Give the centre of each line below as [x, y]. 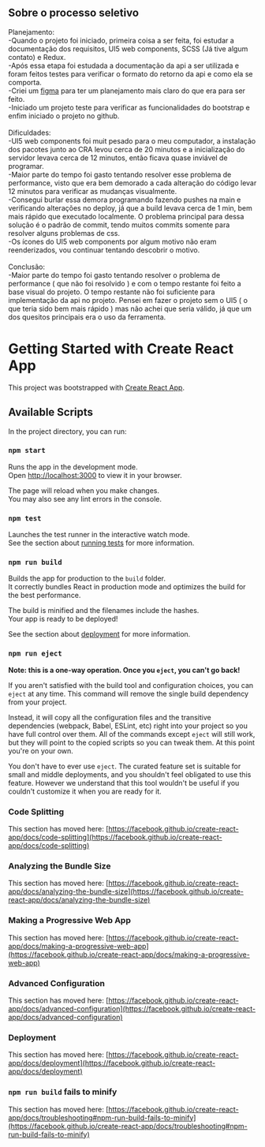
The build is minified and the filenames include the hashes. [104, 611]
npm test [25, 518]
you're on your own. [41, 751]
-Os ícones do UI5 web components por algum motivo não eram [112, 241]
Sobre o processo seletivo [74, 13]
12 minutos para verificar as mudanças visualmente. [93, 191]
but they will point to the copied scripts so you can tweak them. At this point [131, 742]
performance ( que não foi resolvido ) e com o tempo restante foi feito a [125, 283]
